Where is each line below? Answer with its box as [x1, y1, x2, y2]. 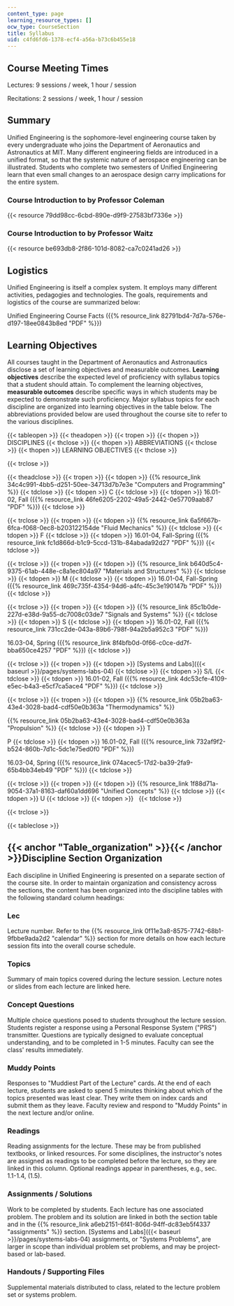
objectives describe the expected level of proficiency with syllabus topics [7, 372, 220, 381]
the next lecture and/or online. [7, 1108, 94, 1116]
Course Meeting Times [7, 62, 109, 74]
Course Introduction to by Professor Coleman [7, 195, 165, 205]
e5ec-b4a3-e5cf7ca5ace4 [7, 681, 84, 690]
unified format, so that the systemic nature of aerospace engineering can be [7, 155, 227, 164]
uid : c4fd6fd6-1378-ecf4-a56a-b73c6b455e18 [7, 36, 136, 43]
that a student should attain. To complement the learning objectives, [7, 380, 204, 388]
